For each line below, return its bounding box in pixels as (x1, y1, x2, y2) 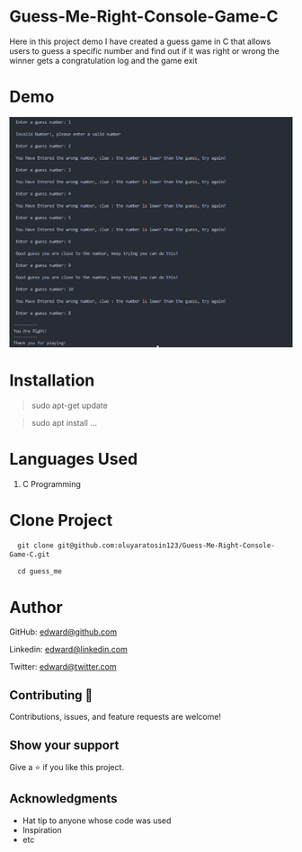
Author (9, 597, 63, 617)
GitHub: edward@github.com (9, 626, 118, 637)
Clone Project (9, 510, 113, 530)
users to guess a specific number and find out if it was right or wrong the (9, 45, 280, 56)
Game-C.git (9, 550, 50, 559)
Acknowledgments (9, 791, 119, 806)
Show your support (9, 737, 120, 752)
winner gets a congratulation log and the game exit (9, 55, 198, 66)
